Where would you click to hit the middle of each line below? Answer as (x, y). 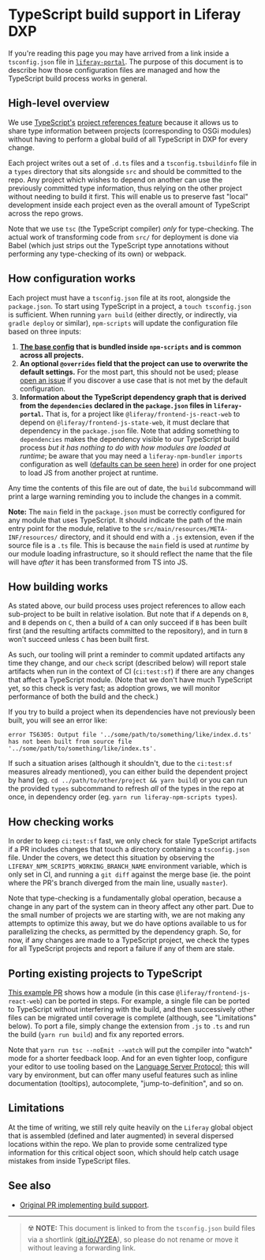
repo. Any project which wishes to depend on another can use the (116, 179)
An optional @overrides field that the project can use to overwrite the (134, 363)
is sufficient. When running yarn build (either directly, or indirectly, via (123, 315)
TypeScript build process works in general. (78, 78)
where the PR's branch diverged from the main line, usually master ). (118, 883)
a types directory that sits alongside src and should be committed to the (125, 171)
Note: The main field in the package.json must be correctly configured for (127, 511)
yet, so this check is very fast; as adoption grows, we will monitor (114, 688)
